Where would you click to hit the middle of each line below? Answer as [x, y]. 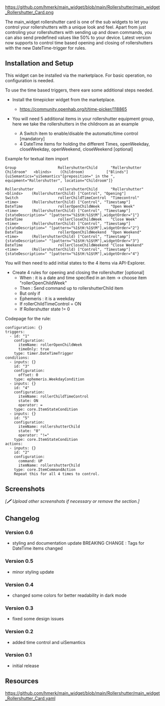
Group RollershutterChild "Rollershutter [73, 168]
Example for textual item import [37, 158]
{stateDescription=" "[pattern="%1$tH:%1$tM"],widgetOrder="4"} [72, 254]
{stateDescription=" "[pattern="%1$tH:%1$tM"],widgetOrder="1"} [72, 215]
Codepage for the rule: [28, 318]
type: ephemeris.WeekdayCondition [49, 379]
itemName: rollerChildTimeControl [54, 396]
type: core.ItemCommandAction [45, 469]
